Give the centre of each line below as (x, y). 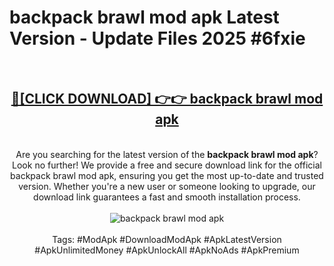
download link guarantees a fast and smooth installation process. (167, 197)
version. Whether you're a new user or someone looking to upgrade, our (167, 186)
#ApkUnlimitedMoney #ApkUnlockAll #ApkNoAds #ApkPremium (167, 250)
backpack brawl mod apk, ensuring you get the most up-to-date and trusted (167, 175)
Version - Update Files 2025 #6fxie (157, 38)
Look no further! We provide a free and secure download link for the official (167, 165)
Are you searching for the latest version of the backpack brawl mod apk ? (167, 154)
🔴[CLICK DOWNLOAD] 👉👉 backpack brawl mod (167, 99)
